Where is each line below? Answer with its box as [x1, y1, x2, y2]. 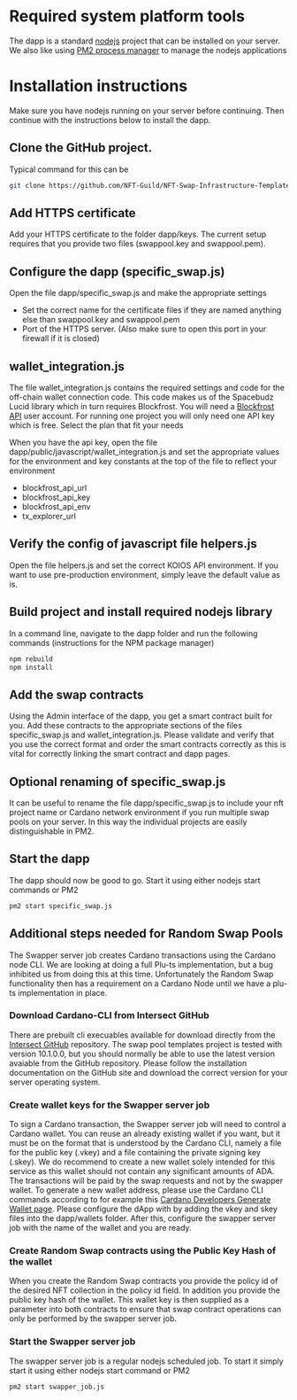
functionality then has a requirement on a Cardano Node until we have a [9, 977, 271, 989]
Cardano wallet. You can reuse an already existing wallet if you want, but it [9, 1128, 281, 1139]
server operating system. [9, 1077, 101, 1087]
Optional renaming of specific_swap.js [9, 774, 226, 789]
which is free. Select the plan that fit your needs [9, 420, 184, 431]
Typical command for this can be [9, 164, 129, 175]
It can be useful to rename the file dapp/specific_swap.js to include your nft [9, 797, 285, 808]
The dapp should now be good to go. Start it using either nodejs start [9, 875, 261, 885]
